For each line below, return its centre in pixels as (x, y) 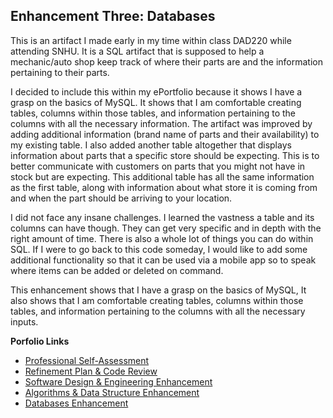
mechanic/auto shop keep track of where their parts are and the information (166, 61)
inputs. (24, 321)
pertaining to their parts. (60, 72)
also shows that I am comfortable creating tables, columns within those (157, 300)
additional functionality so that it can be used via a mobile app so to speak (163, 260)
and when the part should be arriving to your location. (121, 198)
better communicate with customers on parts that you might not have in (158, 166)
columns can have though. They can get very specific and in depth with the (166, 228)
